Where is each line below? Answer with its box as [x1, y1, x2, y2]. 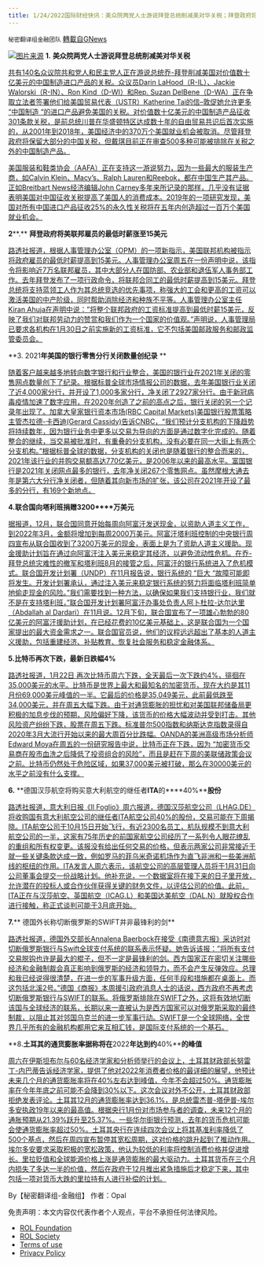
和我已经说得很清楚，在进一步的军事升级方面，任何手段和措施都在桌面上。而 [8, 973, 256, 983]
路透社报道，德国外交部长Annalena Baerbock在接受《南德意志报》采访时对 [8, 934, 251, 943]
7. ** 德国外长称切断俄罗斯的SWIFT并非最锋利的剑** [8, 917, 175, 927]
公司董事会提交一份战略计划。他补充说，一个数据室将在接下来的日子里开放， [8, 871, 256, 880]
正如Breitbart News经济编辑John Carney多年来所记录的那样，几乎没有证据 [8, 183, 250, 192]
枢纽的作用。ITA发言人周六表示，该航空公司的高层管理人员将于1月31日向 [21, 861, 256, 870]
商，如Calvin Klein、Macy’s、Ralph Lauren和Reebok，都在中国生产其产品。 [8, 172, 253, 182]
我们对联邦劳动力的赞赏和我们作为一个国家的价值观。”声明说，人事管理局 [21, 314, 256, 323]
